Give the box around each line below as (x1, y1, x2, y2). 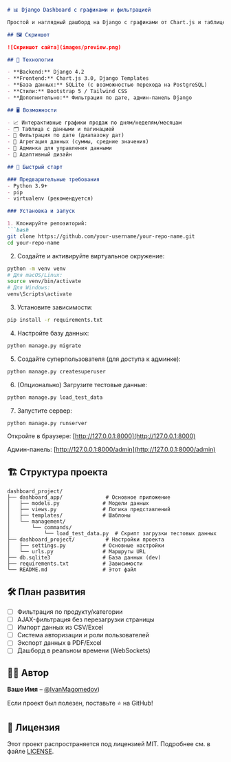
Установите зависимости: (16, 303, 93, 311)
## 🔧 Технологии (7, 56, 54, 63)
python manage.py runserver (7, 420, 88, 426)
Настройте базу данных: (16, 329, 89, 337)
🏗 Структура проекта (7, 466, 108, 478)
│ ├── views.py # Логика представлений (7, 506, 170, 513)
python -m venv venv (7, 265, 67, 272)
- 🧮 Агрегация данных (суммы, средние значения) (7, 138, 149, 145)
